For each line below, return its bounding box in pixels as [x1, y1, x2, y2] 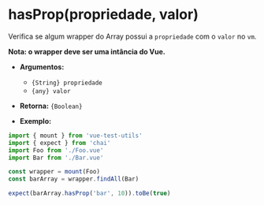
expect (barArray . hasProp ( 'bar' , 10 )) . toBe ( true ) [8, 189, 171, 198]
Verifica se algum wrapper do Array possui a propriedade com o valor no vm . [8, 32, 257, 41]
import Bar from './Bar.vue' [8, 154, 104, 162]
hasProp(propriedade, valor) [8, 6, 199, 24]
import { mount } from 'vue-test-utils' [8, 132, 143, 140]
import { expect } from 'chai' [8, 139, 111, 147]
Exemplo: [19, 116, 52, 125]
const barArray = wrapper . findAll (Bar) [8, 175, 139, 183]
